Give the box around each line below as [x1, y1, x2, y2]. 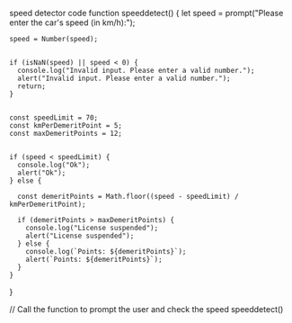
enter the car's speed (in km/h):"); [9, 17, 136, 28]
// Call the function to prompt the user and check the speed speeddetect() [9, 304, 284, 314]
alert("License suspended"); [25, 231, 135, 240]
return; [17, 82, 47, 91]
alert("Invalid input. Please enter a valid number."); [17, 74, 231, 83]
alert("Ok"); [17, 168, 66, 177]
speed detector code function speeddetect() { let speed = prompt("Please [9, 8, 284, 18]
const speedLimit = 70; [9, 113, 99, 122]
